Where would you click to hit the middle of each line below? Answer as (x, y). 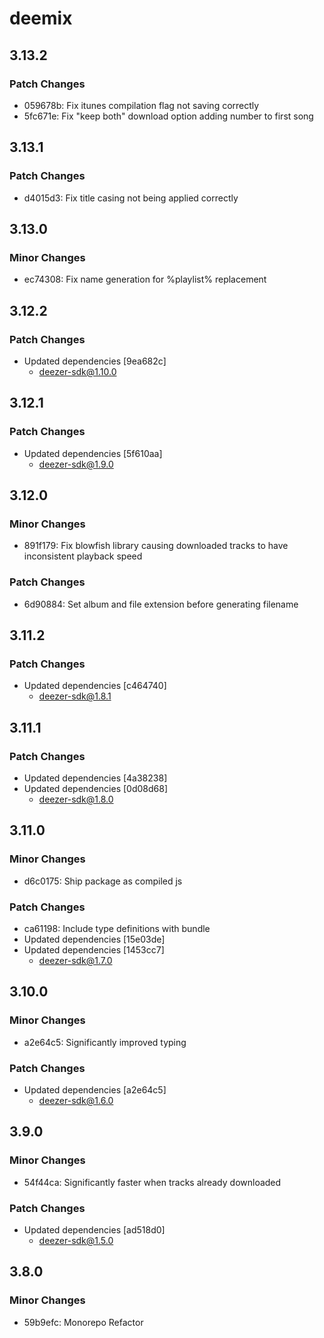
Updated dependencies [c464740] (95, 686)
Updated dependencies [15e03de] (94, 939)
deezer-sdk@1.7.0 (75, 960)
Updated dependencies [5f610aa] (93, 453)
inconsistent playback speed (83, 556)
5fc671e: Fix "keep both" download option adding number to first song (168, 116)
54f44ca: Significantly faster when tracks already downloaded (152, 1182)
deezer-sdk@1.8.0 (76, 799)
